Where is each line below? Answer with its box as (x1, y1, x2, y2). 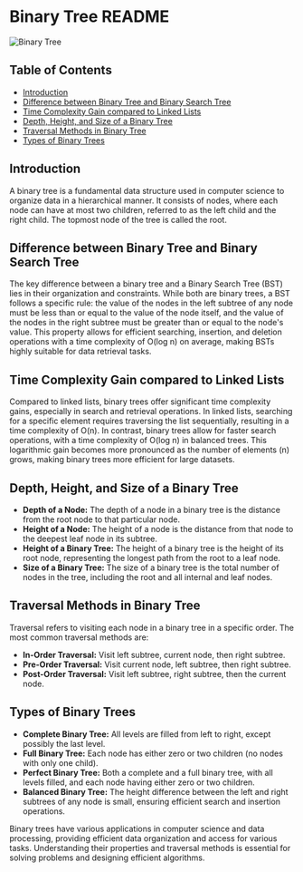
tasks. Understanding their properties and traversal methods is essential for (9, 842, 291, 853)
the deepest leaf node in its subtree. (22, 533, 158, 544)
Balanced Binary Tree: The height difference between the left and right (22, 786, 289, 797)
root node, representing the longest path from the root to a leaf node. (22, 553, 280, 563)
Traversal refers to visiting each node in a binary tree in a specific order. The (9, 622, 294, 633)
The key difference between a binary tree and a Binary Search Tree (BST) (9, 278, 283, 289)
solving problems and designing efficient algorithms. (9, 852, 205, 863)
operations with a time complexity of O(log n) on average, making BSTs (9, 336, 275, 347)
